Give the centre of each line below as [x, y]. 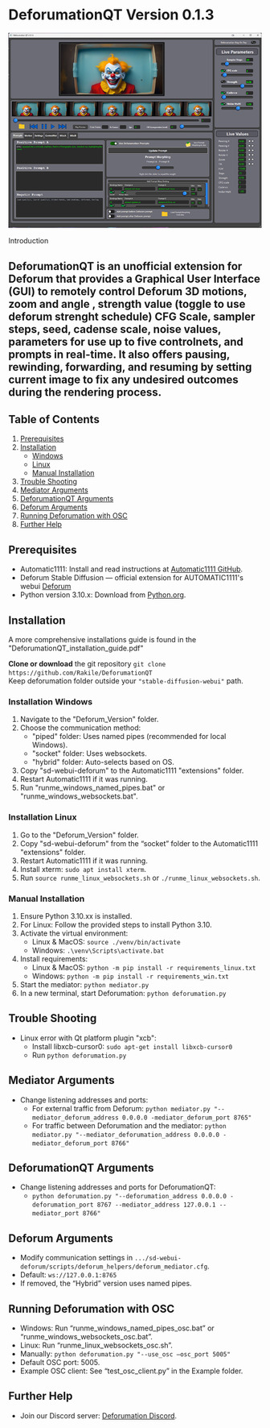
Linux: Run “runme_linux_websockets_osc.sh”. [96, 1345]
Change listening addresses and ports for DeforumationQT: [118, 1187]
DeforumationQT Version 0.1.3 [111, 15]
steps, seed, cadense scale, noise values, [115, 329]
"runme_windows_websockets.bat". [79, 796]
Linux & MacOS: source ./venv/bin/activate [106, 941]
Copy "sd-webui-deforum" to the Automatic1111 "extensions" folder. [132, 770]
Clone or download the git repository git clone [87, 664]
